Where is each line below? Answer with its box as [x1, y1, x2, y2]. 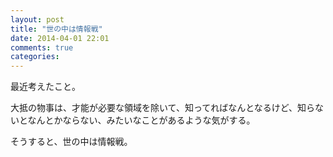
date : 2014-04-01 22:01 [10, 33, 110, 43]
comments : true [10, 42, 74, 53]
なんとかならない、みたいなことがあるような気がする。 [27, 114, 256, 126]
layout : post [10, 14, 65, 25]
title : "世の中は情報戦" [10, 24, 103, 34]
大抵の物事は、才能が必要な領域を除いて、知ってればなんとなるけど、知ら [10, 102, 316, 114]
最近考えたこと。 [10, 81, 81, 93]
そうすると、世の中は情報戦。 [10, 136, 133, 148]
